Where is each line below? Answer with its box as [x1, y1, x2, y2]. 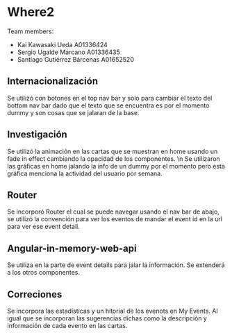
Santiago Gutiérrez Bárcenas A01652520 [17, 55, 134, 63]
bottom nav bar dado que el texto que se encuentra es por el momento [7, 101, 210, 110]
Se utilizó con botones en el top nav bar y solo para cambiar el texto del [7, 94, 213, 102]
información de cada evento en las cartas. [7, 322, 128, 329]
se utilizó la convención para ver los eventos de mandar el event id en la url [7, 215, 223, 223]
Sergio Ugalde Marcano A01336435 [17, 48, 120, 56]
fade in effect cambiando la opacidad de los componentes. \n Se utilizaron [7, 154, 220, 163]
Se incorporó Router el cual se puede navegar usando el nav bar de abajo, [7, 207, 220, 216]
